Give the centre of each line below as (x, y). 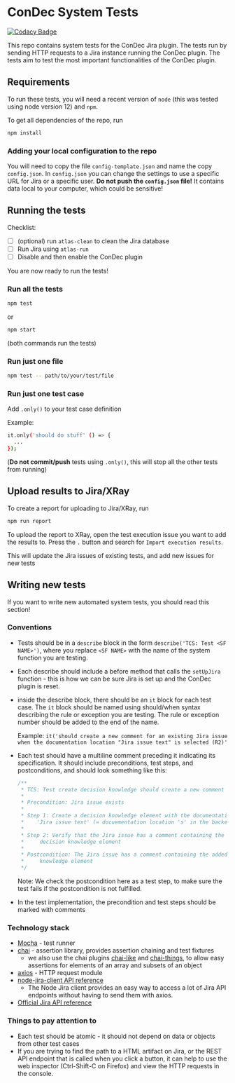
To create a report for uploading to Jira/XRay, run (78, 508)
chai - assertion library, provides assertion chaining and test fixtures (116, 951)
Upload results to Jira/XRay (69, 491)
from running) (27, 470)
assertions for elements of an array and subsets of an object (115, 965)
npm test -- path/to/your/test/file (60, 376)
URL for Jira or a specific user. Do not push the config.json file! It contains (116, 181)
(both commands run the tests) (52, 343)
